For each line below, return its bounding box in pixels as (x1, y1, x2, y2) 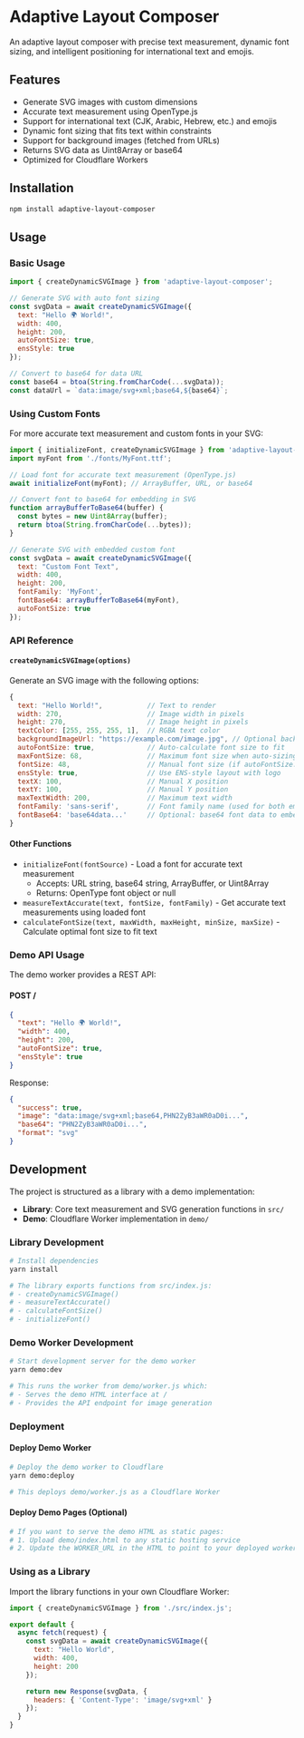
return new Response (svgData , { (25, 1686, 147, 1696)
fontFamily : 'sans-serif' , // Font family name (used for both (17, 802, 285, 811)
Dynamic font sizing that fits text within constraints (22, 125, 213, 136)
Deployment (9, 1420, 65, 1432)
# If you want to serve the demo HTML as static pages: (9, 1527, 224, 1536)
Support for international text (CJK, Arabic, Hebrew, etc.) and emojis (22, 115, 278, 126)
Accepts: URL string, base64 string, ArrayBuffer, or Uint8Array (35, 878, 270, 888)
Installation (9, 180, 74, 196)
